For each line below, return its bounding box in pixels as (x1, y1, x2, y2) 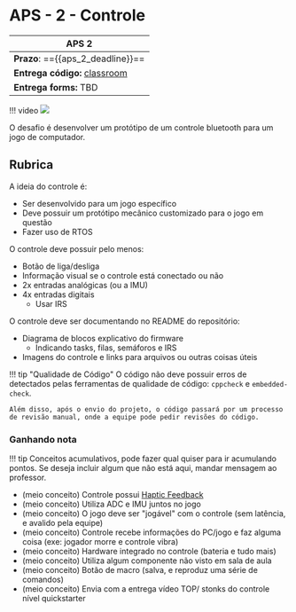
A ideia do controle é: (9, 181, 88, 192)
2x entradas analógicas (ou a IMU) (21, 279, 149, 290)
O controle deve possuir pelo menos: (9, 243, 144, 254)
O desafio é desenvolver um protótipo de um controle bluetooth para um (9, 122, 274, 133)
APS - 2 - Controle (9, 5, 146, 26)
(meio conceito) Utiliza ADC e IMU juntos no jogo (21, 498, 201, 510)
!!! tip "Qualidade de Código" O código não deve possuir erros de (9, 369, 247, 380)
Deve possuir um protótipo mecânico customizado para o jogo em (21, 208, 264, 218)
